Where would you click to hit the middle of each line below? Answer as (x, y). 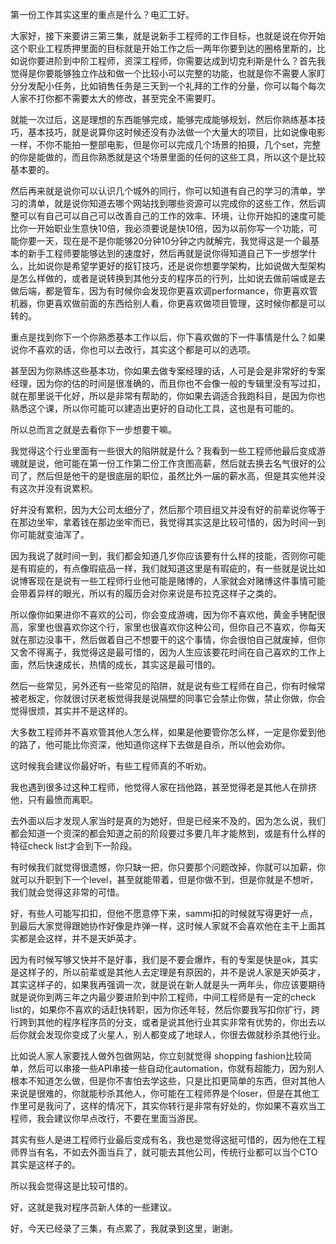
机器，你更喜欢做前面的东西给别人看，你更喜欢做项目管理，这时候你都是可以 (168, 303)
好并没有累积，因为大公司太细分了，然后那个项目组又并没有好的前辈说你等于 (168, 509)
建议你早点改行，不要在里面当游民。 (128, 1118)
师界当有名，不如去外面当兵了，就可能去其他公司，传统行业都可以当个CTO (164, 1152)
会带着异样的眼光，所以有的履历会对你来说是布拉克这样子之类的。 (146, 593)
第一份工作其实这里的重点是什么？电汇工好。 (102, 14)
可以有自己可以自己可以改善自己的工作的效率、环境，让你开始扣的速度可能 (172, 216)
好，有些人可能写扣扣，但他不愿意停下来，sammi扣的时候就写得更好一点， (164, 913)
